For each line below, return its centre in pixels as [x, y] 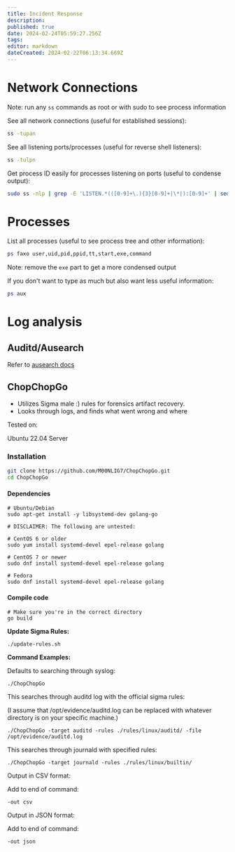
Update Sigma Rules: [38, 632]
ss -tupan [22, 133]
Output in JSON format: [41, 816]
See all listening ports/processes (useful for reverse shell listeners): [104, 147]
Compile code [28, 597]
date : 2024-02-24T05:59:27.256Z [54, 33]
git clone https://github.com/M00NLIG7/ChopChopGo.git [89, 471]
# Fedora [20, 576]
